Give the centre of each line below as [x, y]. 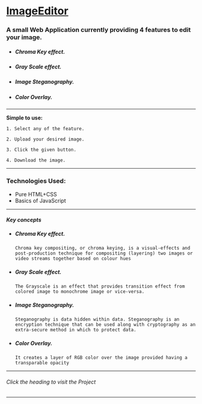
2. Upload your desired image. [45, 139]
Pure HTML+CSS [36, 194]
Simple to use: [25, 118]
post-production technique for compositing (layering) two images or [104, 253]
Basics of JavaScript [40, 200]
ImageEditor [37, 11]
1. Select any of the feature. [45, 129]
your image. [24, 37]
